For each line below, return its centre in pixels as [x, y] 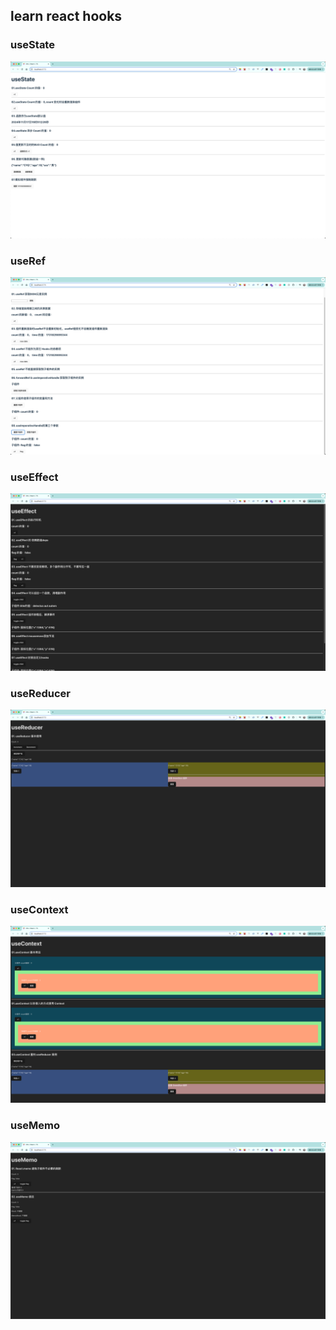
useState [32, 45]
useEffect [34, 477]
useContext [39, 909]
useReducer [40, 693]
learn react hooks [66, 16]
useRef [28, 261]
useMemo [35, 1126]
